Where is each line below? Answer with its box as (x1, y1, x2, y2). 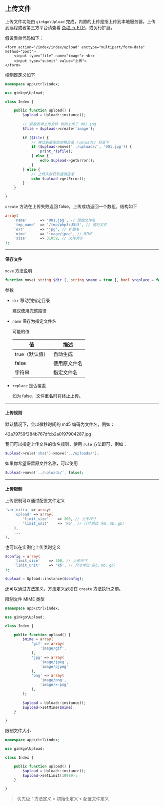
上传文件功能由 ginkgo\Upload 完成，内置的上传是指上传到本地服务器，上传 (5, 19, 156, 24)
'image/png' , (40, 678, 67, 682)
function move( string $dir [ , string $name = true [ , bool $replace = (5, 278, 154, 283)
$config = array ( (5, 554, 41, 559)
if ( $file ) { (22, 135, 49, 140)
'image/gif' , (40, 646, 67, 651)
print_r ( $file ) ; (40, 149, 73, 154)
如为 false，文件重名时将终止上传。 (12, 393, 83, 399)
